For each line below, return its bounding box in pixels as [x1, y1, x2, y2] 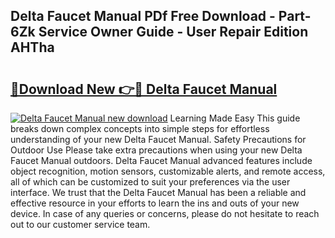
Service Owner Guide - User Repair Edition [38, 24, 309, 41]
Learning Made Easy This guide [169, 112, 301, 124]
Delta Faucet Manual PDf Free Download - [10, 8, 276, 25]
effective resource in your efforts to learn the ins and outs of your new [10, 197, 300, 209]
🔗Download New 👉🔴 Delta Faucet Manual [10, 80, 278, 98]
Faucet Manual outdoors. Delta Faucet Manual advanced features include [10, 155, 313, 166]
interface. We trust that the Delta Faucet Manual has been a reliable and [10, 187, 307, 198]
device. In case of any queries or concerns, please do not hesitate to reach [10, 208, 320, 219]
